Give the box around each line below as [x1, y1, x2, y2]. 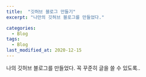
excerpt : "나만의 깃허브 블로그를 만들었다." [6, 14, 105, 20]
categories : [6, 25, 36, 31]
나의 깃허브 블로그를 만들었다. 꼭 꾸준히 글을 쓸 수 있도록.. [6, 64, 141, 72]
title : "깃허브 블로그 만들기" [6, 8, 76, 15]
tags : [6, 36, 20, 42]
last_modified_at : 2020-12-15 [6, 47, 82, 54]
